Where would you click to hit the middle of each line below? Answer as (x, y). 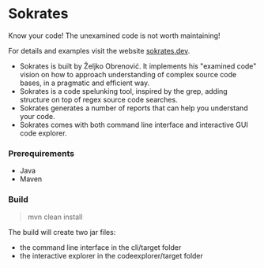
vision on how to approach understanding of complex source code (128, 74)
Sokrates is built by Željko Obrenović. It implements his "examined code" (138, 66)
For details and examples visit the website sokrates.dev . (99, 50)
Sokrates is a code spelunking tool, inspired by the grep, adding (123, 91)
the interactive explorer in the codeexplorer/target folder (111, 255)
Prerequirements (41, 153)
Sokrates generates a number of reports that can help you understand (134, 108)
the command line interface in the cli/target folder (100, 247)
